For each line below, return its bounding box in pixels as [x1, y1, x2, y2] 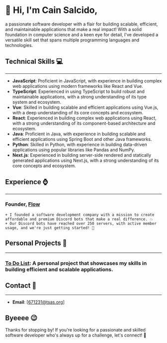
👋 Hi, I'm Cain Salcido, [5, 4, 98, 16]
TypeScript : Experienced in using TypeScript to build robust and [12, 88, 145, 94]
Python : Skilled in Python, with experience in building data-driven [12, 141, 148, 147]
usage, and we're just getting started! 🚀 [5, 225, 94, 230]
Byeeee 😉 [5, 314, 38, 322]
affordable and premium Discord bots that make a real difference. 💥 [5, 217, 153, 222]
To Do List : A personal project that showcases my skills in [5, 260, 147, 267]
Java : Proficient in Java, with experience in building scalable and [12, 131, 146, 137]
